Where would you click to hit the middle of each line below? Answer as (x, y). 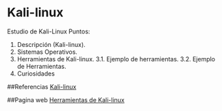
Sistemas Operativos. (47, 52)
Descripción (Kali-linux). (51, 44)
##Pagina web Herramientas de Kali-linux (66, 99)
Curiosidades (36, 74)
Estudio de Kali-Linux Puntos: (49, 31)
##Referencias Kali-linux (42, 86)
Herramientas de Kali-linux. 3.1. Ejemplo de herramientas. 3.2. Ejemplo (116, 59)
